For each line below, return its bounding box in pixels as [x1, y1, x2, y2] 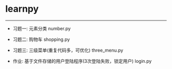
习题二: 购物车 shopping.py [12, 36, 70, 42]
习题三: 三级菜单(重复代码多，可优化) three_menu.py [12, 47, 124, 53]
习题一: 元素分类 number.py [12, 25, 71, 31]
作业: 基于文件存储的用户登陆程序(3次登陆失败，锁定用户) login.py [12, 58, 152, 64]
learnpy [5, 3, 39, 15]
